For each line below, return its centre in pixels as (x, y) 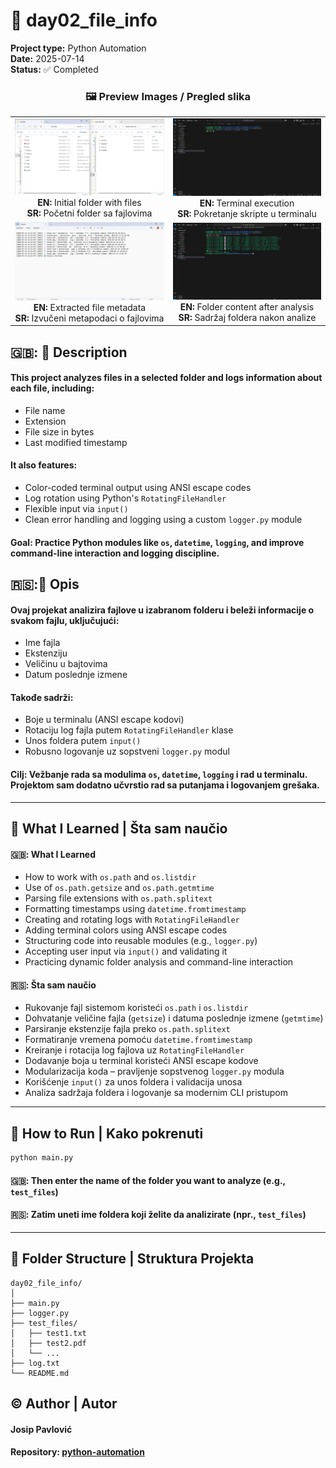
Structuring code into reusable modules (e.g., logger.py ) (141, 941)
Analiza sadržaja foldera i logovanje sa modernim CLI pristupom (156, 1093)
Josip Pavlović (41, 1429)
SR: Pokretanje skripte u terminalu (247, 214)
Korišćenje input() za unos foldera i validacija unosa (133, 1082)
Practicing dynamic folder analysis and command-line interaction (159, 962)
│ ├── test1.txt (48, 1333)
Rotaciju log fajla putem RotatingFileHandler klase (129, 730)
